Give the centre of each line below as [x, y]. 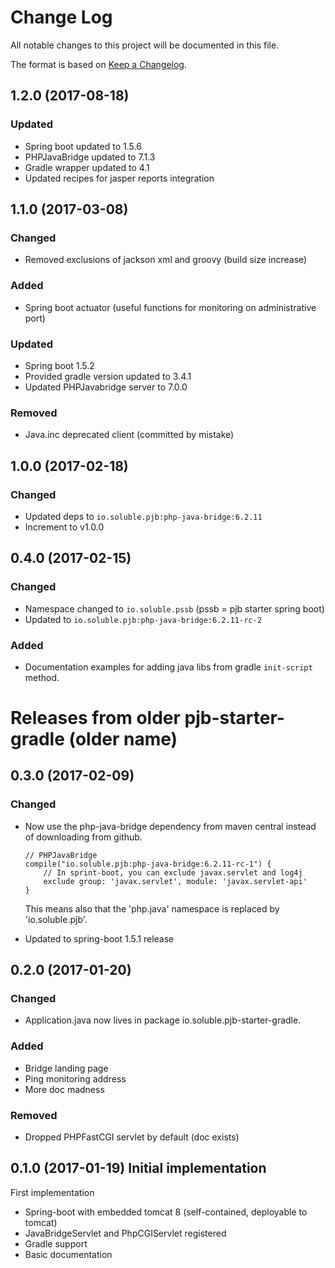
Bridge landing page [66, 1068]
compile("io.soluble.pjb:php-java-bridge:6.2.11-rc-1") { [148, 864]
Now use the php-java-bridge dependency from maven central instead [170, 826]
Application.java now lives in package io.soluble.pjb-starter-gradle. [163, 1020]
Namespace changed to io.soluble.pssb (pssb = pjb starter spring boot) [174, 608]
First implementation [52, 1192]
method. [42, 677]
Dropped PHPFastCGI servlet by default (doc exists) [132, 1137]
